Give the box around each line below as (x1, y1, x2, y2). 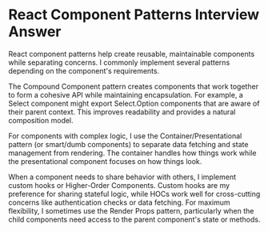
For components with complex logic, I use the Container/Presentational (8, 130, 242, 141)
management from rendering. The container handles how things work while (8, 148, 257, 158)
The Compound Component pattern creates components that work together (8, 82, 258, 91)
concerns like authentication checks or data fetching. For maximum (8, 198, 230, 207)
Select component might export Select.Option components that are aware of (8, 98, 260, 108)
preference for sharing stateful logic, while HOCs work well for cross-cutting (8, 189, 261, 198)
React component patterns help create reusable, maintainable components (8, 49, 255, 58)
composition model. (8, 115, 74, 125)
